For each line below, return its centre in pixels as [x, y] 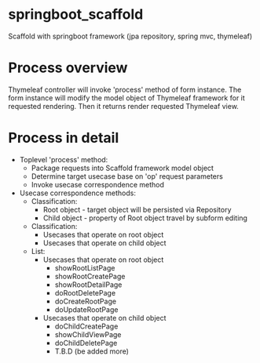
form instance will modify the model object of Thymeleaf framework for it [126, 98]
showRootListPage [85, 267]
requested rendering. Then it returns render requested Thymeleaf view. [124, 106]
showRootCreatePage [90, 276]
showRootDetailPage [88, 285]
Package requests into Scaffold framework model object [123, 168]
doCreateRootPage [85, 301]
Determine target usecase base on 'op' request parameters [127, 176]
